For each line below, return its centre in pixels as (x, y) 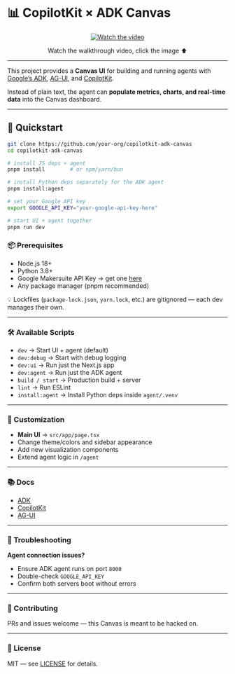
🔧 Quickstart (35, 128)
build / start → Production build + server (79, 380)
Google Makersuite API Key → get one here (79, 278)
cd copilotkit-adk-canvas (45, 151)
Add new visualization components (68, 450)
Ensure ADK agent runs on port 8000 (70, 568)
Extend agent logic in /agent (58, 457)
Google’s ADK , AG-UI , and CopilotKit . (60, 78)
